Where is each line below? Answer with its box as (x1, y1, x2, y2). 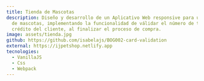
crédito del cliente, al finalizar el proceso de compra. (12, 26, 162, 32)
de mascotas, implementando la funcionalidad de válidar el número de (12, 20, 194, 26)
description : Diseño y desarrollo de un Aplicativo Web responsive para (6, 15, 194, 21)
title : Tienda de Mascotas (6, 9, 75, 15)
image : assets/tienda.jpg (6, 32, 72, 38)
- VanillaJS (12, 54, 42, 60)
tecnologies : (6, 49, 39, 55)
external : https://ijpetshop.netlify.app (6, 43, 113, 49)
